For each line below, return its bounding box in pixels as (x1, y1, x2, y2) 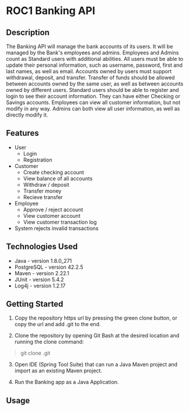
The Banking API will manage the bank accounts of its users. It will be (6, 43, 173, 50)
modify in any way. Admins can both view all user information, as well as (6, 105, 180, 112)
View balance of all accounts (23, 174, 93, 182)
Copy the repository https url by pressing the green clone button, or (14, 314, 178, 321)
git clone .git (20, 350, 51, 357)
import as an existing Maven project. (14, 367, 103, 374)
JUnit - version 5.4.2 (14, 276, 64, 283)
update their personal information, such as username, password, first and (6, 61, 183, 68)
